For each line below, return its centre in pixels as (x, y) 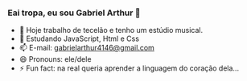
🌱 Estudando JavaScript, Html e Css (79, 38)
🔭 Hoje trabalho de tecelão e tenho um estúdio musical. (111, 30)
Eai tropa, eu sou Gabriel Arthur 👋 (74, 13)
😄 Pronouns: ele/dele (55, 59)
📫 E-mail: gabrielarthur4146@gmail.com (86, 48)
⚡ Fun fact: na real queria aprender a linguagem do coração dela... (129, 68)
